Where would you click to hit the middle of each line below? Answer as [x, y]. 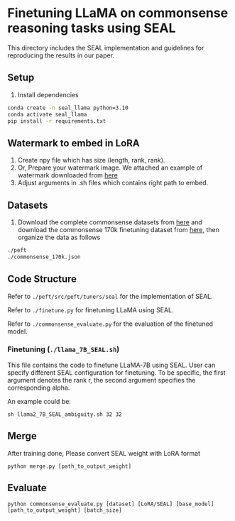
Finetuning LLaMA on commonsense [118, 13]
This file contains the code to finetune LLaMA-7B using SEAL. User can [111, 365]
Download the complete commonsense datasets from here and [110, 222]
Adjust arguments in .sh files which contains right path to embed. [113, 183]
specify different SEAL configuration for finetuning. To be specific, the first [116, 372]
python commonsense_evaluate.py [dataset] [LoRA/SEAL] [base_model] [111, 504]
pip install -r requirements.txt [57, 121]
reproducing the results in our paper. [61, 55]
